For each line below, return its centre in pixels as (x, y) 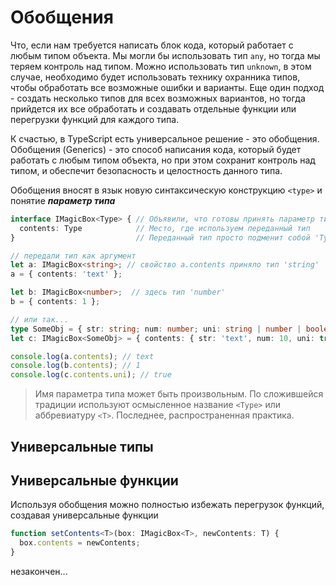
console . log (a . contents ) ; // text (82, 356)
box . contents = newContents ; (80, 543)
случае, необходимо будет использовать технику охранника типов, (155, 77)
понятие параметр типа (63, 200)
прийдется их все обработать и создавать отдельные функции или (153, 108)
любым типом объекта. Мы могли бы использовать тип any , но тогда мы (165, 55)
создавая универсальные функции (84, 515)
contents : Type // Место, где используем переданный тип (165, 228)
